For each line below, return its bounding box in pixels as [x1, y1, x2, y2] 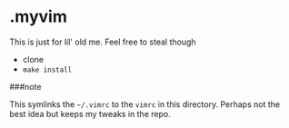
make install [22, 65, 73, 74]
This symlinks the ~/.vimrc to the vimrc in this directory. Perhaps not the [9, 98, 280, 110]
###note [9, 81, 42, 92]
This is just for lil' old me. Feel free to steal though [9, 36, 197, 47]
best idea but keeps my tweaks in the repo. [9, 108, 171, 119]
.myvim [9, 6, 68, 27]
